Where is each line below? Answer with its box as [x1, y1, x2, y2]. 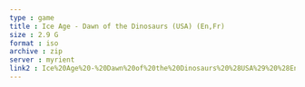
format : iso [9, 38, 59, 48]
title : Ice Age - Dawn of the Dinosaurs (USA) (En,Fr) [9, 22, 225, 31]
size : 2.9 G [9, 30, 59, 39]
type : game [9, 13, 54, 23]
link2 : [9, 64, 39, 73]
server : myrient [9, 55, 75, 64]
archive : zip [9, 47, 64, 56]
